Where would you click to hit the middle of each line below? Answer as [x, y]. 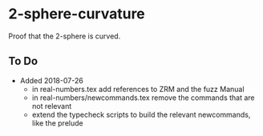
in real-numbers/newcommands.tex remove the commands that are [143, 98]
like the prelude [57, 123]
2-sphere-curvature [77, 14]
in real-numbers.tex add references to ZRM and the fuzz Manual [138, 89]
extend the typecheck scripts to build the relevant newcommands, [141, 114]
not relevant [52, 106]
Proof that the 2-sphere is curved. [65, 36]
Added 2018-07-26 [52, 80]
